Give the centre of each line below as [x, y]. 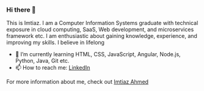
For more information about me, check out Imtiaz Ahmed [77, 82]
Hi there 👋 [21, 10]
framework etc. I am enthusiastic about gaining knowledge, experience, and [102, 36]
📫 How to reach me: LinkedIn [53, 68]
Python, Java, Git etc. [42, 61]
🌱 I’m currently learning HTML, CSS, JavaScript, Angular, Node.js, [98, 54]
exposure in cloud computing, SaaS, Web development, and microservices [100, 29]
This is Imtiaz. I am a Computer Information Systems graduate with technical [102, 23]
